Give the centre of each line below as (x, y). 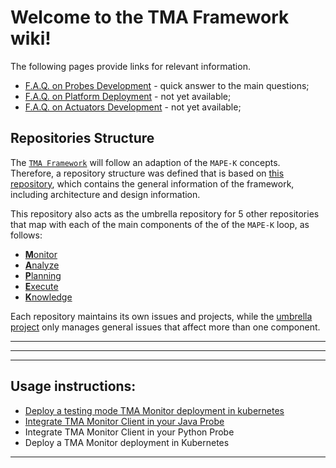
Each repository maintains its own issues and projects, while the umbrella (161, 316)
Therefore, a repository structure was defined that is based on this (147, 173)
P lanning (43, 275)
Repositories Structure (82, 138)
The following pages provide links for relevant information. (130, 66)
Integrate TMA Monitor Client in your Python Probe (129, 432)
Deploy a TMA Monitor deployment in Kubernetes (127, 442)
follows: (26, 235)
